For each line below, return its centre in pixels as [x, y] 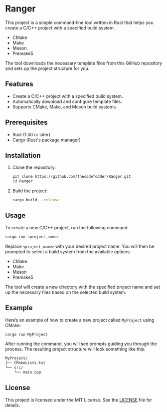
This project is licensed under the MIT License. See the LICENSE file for [79, 400]
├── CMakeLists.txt [25, 363]
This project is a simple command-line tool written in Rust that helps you [79, 22]
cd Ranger [23, 181]
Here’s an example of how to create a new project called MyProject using [80, 320]
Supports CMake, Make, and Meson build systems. [65, 107]
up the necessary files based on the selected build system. [66, 292]
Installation [23, 155]
